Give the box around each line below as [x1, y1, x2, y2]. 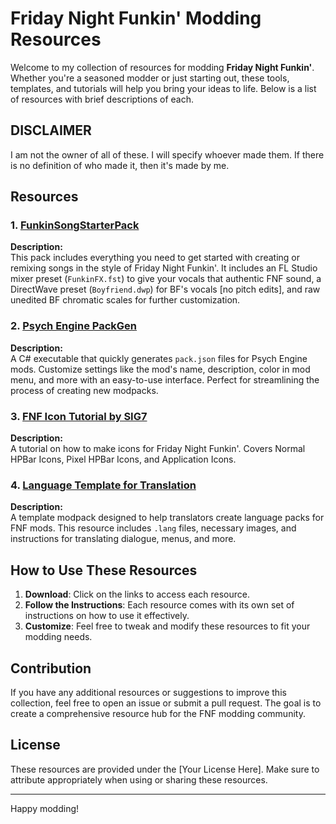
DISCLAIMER [10, 122, 92, 139]
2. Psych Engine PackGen [10, 319, 138, 333]
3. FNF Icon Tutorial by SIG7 [10, 409, 148, 423]
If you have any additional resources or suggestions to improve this [10, 686, 287, 698]
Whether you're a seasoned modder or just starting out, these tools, [10, 72, 290, 84]
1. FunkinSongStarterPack [10, 218, 140, 232]
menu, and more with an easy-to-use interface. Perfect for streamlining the [10, 373, 320, 386]
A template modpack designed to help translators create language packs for [10, 512, 325, 524]
